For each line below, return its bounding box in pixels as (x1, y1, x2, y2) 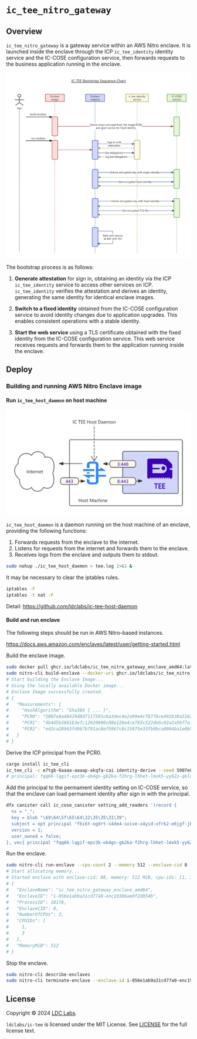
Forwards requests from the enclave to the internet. (14, 539, 140, 546)
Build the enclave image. (6, 652, 66, 659)
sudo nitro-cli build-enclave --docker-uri (6, 671, 114, 676)
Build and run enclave (6, 616, 60, 623)
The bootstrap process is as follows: (6, 263, 94, 270)
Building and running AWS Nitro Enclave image (6, 382, 142, 390)
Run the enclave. (6, 850, 47, 857)
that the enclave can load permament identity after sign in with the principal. (6, 790, 191, 797)
